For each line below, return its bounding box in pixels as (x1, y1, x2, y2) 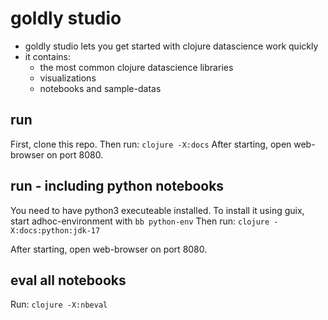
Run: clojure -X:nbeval (10, 298, 108, 311)
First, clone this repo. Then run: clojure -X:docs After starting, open (10, 138, 292, 150)
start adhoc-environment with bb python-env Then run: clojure (10, 215, 270, 227)
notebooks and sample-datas (39, 82, 162, 94)
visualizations (39, 72, 97, 84)
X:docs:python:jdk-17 (10, 225, 101, 236)
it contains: (24, 50, 71, 62)
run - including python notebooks (10, 178, 225, 195)
